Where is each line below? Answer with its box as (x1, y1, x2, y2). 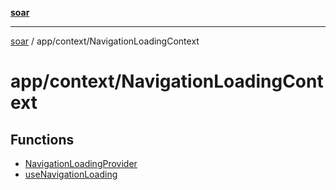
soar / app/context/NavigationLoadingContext (10, 35, 200, 47)
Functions (10, 131, 75, 148)
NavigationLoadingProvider (24, 158, 138, 169)
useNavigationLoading (24, 168, 118, 180)
